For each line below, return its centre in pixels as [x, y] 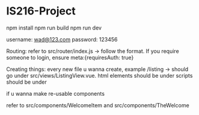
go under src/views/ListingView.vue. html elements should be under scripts [99, 75]
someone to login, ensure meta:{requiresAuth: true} [70, 57]
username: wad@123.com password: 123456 [62, 39]
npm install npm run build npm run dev [54, 28]
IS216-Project [41, 11]
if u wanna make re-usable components [56, 93]
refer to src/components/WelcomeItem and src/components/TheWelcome [98, 105]
